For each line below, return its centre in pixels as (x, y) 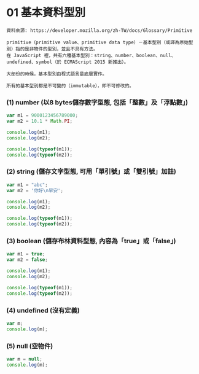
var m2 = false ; (27, 260)
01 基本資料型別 (46, 13)
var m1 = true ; (26, 254)
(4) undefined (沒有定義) (43, 310)
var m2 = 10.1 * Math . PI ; (39, 121)
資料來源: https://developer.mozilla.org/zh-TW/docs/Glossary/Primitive (99, 30)
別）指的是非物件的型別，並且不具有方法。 (52, 49)
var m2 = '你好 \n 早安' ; (35, 190)
